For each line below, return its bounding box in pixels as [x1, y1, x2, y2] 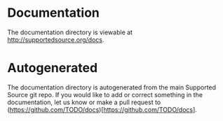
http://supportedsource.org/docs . [7, 35, 104, 43]
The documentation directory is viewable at [7, 28, 133, 36]
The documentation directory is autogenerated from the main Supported [7, 83, 216, 92]
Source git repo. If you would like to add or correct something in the [7, 90, 203, 99]
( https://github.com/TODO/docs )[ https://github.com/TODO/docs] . [7, 105, 198, 113]
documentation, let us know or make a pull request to [7, 98, 161, 106]
